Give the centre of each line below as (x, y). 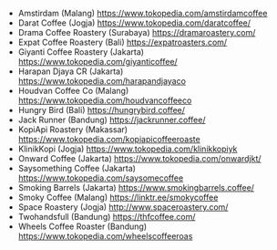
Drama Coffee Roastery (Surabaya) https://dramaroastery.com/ (137, 32)
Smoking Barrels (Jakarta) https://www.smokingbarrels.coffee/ (136, 187)
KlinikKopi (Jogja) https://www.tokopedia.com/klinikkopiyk (128, 149)
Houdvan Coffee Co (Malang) (73, 91)
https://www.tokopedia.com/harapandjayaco (102, 81)
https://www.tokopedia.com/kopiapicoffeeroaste (109, 139)
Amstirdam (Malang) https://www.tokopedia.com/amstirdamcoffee (143, 13)
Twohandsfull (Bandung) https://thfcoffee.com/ (107, 217)
